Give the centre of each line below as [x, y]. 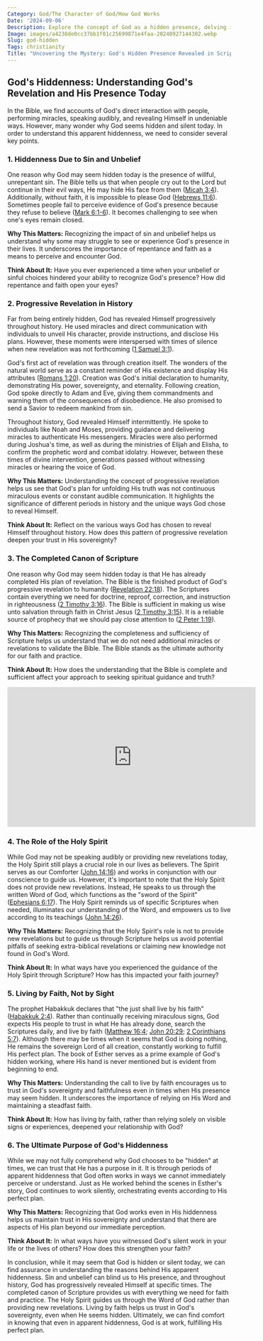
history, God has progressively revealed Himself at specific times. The [110, 1285]
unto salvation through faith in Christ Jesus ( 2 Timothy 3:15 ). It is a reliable [116, 612]
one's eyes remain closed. [45, 219]
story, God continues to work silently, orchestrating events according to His [117, 1191]
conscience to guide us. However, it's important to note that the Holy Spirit [116, 879]
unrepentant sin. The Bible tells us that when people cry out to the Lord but [117, 182]
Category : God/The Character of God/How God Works [84, 14]
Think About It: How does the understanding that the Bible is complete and [117, 669]
